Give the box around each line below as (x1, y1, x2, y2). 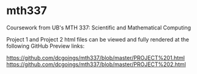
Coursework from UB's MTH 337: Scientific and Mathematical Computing (6, 24, 191, 31)
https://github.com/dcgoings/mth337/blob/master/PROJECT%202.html (6, 61, 187, 68)
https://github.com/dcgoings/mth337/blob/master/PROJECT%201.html (6, 54, 185, 61)
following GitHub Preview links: (6, 42, 84, 50)
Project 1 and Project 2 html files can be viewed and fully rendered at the (6, 35, 190, 43)
